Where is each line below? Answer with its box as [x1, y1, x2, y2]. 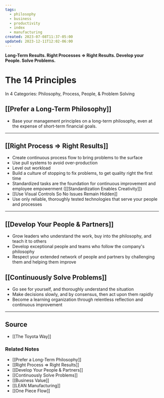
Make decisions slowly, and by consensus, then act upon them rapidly [12, 291, 154, 297]
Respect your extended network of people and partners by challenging [12, 254, 155, 260]
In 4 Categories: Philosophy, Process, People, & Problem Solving [5, 91, 135, 97]
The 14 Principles [5, 74, 77, 85]
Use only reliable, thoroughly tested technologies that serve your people [12, 196, 158, 202]
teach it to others [12, 238, 47, 244]
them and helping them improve [12, 259, 77, 265]
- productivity [9, 21, 41, 26]
